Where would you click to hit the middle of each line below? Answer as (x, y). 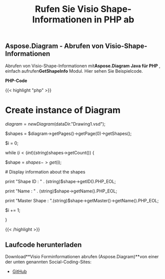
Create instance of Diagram (63, 110)
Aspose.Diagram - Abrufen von (55, 46)
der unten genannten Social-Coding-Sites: (48, 262)
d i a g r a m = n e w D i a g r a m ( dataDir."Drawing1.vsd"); (55, 124)
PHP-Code (16, 81)
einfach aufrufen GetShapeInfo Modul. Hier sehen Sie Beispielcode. (74, 71)
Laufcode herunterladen (43, 245)
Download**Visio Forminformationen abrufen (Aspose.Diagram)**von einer (82, 257)
